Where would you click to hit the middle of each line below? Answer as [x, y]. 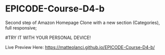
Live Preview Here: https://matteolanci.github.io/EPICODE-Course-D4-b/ [80, 47]
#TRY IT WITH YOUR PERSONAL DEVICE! [48, 37]
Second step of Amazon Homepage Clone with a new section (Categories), [82, 22]
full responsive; [21, 27]
